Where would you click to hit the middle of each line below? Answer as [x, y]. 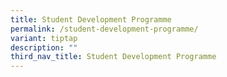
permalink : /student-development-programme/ [104, 29]
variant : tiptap [44, 38]
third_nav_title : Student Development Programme [113, 57]
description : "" [44, 47]
